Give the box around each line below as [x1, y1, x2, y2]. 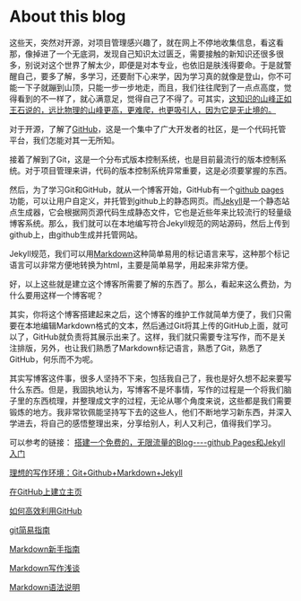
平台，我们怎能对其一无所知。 [9, 135, 119, 146]
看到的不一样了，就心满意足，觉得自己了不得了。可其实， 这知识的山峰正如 [16, 93, 292, 104]
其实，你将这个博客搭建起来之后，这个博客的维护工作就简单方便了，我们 [9, 308, 276, 320]
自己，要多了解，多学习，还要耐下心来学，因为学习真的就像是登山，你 [16, 70, 276, 82]
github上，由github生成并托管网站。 [9, 229, 143, 240]
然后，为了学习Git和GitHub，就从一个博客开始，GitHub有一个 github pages [9, 184, 285, 195]
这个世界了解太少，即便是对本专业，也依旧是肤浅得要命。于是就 [47, 59, 284, 70]
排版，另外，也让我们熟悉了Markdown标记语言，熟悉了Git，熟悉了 [16, 342, 263, 353]
